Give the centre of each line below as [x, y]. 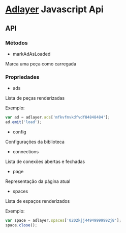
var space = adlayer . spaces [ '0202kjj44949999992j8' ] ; [64, 220]
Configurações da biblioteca [35, 142]
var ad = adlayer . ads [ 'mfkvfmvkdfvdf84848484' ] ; [58, 118]
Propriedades [22, 77]
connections [26, 151]
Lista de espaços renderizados [38, 201]
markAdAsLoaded [31, 54]
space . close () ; [21, 225]
